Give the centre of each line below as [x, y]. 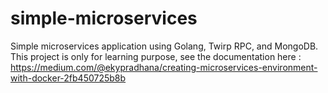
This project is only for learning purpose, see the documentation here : [156, 56]
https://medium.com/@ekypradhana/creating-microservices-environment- [164, 67]
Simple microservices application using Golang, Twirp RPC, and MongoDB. [164, 46]
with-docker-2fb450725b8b [68, 78]
